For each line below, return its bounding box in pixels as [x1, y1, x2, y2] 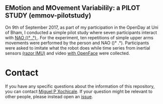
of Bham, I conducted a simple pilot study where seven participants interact [5, 29, 157, 35]
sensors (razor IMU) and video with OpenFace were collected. [5, 50, 130, 56]
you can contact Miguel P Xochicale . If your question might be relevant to [5, 88, 153, 94]
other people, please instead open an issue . [5, 93, 93, 99]
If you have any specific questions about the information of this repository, [5, 83, 155, 89]
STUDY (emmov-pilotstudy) [5, 12, 91, 20]
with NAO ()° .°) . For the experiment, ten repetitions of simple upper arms [5, 35, 154, 40]
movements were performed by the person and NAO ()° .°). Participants [5, 40, 149, 46]
